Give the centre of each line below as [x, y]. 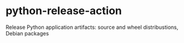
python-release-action [64, 11]
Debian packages [27, 33]
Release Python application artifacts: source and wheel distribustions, [92, 27]
